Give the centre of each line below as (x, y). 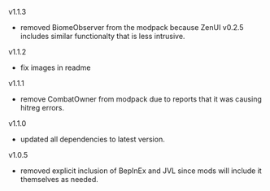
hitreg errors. (42, 108)
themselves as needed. (59, 179)
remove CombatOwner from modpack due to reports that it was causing (141, 99)
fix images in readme (55, 67)
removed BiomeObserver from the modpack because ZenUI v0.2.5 (132, 27)
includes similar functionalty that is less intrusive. (102, 36)
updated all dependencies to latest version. (92, 139)
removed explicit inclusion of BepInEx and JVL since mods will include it (141, 171)
